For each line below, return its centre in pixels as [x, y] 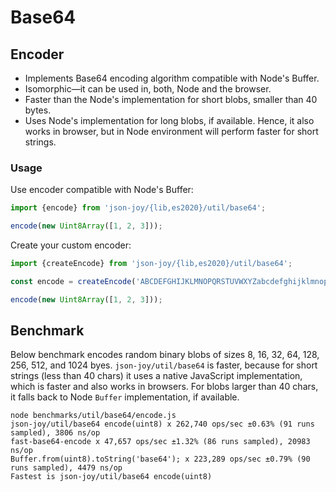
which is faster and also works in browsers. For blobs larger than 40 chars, [164, 387]
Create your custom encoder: [71, 245]
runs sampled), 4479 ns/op [66, 468]
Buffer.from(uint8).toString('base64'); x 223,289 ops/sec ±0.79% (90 [160, 459]
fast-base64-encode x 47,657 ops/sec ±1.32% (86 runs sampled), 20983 [160, 442]
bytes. [38, 110]
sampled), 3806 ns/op [55, 433]
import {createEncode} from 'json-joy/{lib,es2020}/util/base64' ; [151, 264]
